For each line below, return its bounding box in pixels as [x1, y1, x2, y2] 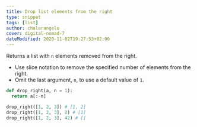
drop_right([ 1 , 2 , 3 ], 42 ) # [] [6, 115, 86, 121]
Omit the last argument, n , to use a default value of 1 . [14, 76, 144, 83]
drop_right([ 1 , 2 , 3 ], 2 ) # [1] [6, 109, 86, 115]
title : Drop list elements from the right [6, 8, 113, 15]
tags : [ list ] [6, 19, 39, 25]
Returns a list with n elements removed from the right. [6, 53, 138, 59]
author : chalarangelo [6, 25, 60, 31]
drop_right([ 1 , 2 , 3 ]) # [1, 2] [6, 104, 86, 110]
